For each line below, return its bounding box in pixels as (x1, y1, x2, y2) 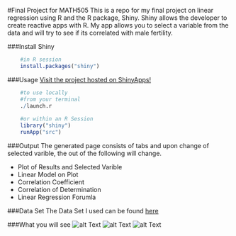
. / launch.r (20, 102, 52, 109)
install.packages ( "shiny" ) (20, 62, 100, 69)
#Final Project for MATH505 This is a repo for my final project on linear (7, 6, 214, 14)
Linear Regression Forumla (17, 193, 96, 201)
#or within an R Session (20, 116, 94, 123)
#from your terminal (20, 96, 81, 103)
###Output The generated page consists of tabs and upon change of (7, 141, 209, 150)
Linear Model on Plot (17, 170, 79, 179)
